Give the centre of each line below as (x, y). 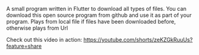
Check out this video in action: (44, 40)
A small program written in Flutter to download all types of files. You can (96, 9)
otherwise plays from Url (37, 28)
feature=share (24, 46)
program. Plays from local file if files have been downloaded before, (91, 21)
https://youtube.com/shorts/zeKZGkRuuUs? (138, 40)
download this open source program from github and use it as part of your (99, 15)
